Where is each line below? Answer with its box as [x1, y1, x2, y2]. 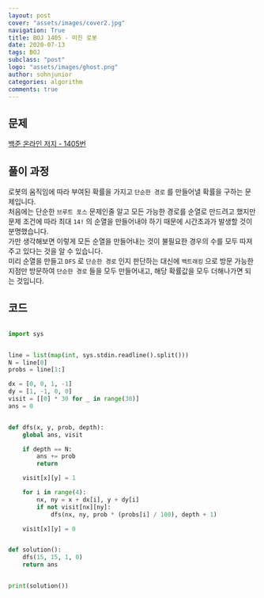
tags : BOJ [8, 48, 41, 56]
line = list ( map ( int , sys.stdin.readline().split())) [8, 351, 190, 359]
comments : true [8, 85, 58, 93]
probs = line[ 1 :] [8, 366, 66, 374]
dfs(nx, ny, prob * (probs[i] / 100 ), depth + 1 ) [50, 510, 217, 519]
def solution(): [8, 546, 62, 554]
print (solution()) [8, 582, 69, 590]
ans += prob [36, 452, 77, 460]
